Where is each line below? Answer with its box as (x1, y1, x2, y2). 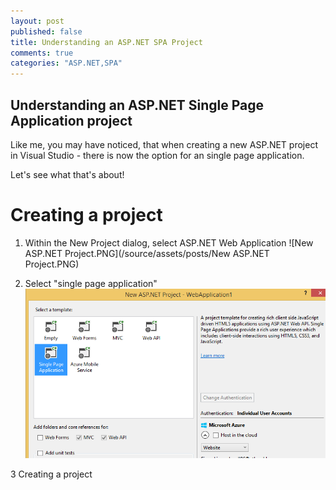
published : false (10, 26, 83, 37)
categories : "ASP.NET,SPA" (10, 58, 123, 69)
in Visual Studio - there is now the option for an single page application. (10, 149, 305, 161)
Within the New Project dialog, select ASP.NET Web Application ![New (24, 236, 314, 249)
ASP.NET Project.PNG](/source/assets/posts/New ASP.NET (24, 247, 270, 259)
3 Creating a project (10, 468, 93, 480)
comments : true (10, 48, 74, 58)
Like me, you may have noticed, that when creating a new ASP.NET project (10, 138, 318, 150)
